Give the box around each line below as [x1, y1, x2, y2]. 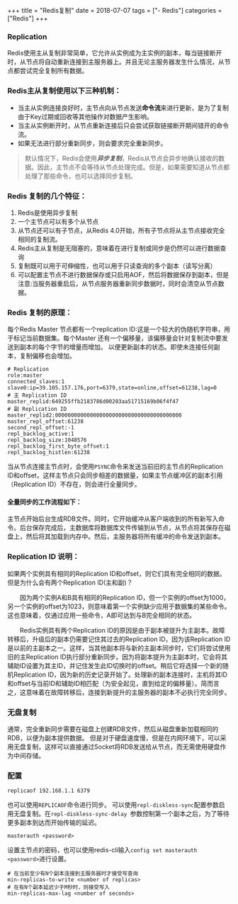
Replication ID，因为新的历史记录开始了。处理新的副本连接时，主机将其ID [13, 670, 228, 679]
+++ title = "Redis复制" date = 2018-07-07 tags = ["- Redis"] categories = [7, 6, 222, 14]
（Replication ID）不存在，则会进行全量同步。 [7, 480, 141, 489]
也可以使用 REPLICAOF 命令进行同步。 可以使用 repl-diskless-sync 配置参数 [7, 801, 220, 809]
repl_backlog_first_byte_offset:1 [7, 443, 110, 450]
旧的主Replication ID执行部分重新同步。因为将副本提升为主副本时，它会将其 [7, 652, 228, 661]
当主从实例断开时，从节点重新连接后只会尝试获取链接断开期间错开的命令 [17, 121, 229, 130]
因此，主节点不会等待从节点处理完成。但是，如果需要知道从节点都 [37, 162, 230, 171]
